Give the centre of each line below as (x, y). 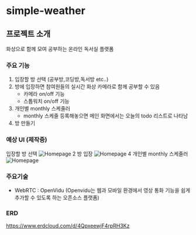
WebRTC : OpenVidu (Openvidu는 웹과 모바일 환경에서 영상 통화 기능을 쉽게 (102, 190)
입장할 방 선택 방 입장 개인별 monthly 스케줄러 (97, 154)
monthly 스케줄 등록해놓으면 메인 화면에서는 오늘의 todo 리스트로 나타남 (106, 116)
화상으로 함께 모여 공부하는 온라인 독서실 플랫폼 (60, 49)
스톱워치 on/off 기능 (46, 101)
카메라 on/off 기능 (44, 94)
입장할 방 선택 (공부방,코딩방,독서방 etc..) (61, 80)
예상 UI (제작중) (27, 140)
